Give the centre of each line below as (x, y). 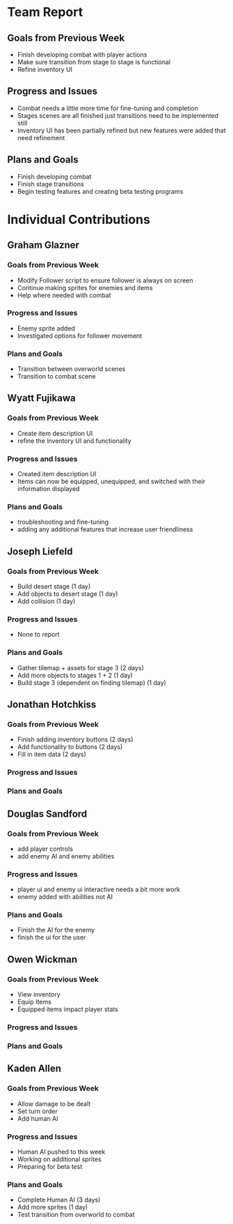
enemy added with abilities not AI (65, 897)
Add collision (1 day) (46, 601)
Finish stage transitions (51, 184)
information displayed (48, 489)
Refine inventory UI (45, 69)
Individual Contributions (79, 219)
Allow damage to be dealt (54, 1103)
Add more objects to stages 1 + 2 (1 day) (75, 675)
